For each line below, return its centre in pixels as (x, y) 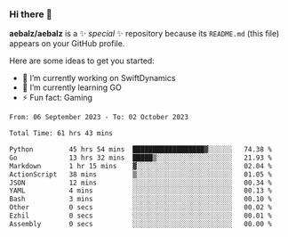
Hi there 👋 (31, 14)
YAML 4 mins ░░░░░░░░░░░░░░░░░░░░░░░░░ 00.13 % (141, 191)
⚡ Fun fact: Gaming (57, 98)
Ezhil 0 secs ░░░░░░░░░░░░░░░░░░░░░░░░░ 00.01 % (141, 216)
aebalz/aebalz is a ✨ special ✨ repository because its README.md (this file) (144, 34)
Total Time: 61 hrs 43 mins (61, 134)
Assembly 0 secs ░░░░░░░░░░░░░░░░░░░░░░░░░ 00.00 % (141, 224)
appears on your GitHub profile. (67, 44)
